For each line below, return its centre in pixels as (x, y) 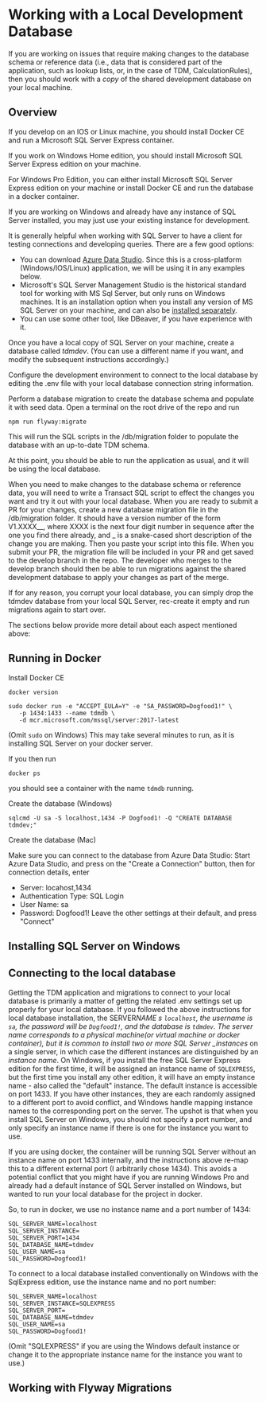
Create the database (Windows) (60, 803)
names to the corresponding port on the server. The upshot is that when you (133, 1111)
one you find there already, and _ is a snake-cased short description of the (130, 535)
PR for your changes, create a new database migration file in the (114, 509)
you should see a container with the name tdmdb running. (101, 788)
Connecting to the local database (92, 974)
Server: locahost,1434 (56, 887)
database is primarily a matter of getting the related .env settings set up (125, 1001)
